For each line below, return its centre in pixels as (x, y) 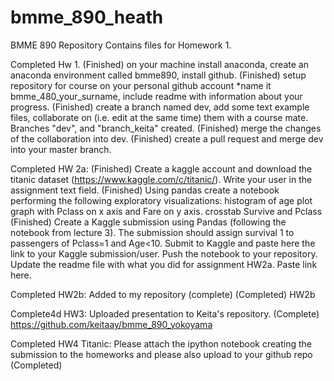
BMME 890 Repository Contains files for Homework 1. (121, 45)
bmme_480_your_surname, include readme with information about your (156, 96)
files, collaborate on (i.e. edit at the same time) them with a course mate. (159, 117)
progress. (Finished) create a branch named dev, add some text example (160, 107)
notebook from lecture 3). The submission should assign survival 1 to (152, 232)
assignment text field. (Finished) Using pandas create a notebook (145, 190)
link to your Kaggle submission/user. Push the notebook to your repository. (164, 253)
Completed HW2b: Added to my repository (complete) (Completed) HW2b (163, 294)
